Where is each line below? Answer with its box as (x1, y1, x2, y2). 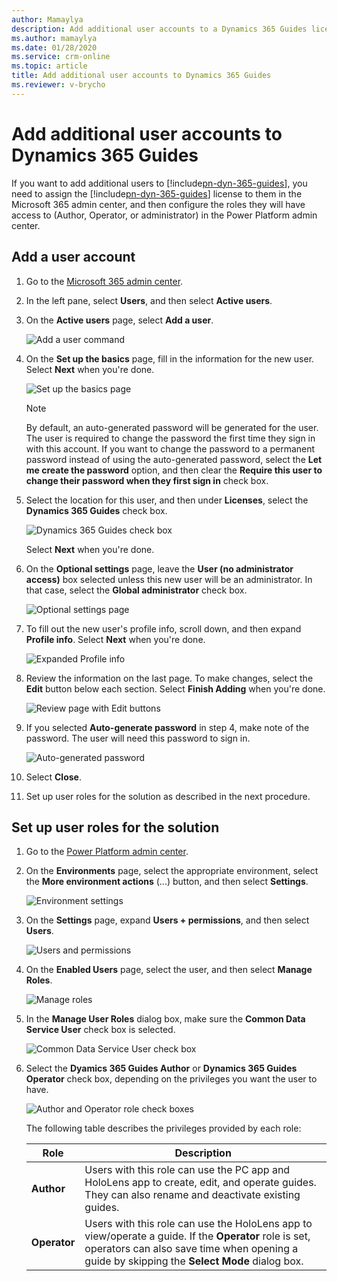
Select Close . (25, 771, 82, 783)
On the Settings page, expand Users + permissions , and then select (25, 914, 310, 926)
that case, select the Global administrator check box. (25, 584, 248, 596)
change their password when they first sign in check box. (25, 474, 269, 486)
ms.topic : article (11, 61, 88, 71)
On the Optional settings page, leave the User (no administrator (25, 562, 294, 575)
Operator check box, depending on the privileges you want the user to (25, 1073, 318, 1085)
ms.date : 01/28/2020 (11, 42, 98, 53)
